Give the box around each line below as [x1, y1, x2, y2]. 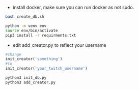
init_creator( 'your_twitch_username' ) [5, 66, 88, 71]
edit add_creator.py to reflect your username [12, 42, 106, 48]
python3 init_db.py [5, 75, 47, 80]
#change [5, 52, 22, 57]
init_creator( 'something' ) [5, 56, 63, 62]
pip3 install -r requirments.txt [5, 33, 76, 38]
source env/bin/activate [5, 28, 58, 33]
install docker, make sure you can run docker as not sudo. [12, 5, 134, 10]
